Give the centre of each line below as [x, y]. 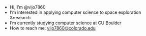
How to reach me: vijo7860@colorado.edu [53, 28]
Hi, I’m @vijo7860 [28, 7]
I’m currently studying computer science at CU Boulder [65, 23]
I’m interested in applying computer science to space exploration [75, 12]
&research [20, 18]
